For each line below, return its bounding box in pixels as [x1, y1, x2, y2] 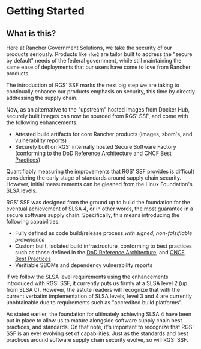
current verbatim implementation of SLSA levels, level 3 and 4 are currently [6, 292, 192, 300]
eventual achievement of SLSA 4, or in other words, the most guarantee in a [6, 205, 194, 212]
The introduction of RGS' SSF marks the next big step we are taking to [6, 81, 180, 89]
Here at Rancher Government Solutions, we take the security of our [6, 44, 173, 51]
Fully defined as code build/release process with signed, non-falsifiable [14, 230, 193, 236]
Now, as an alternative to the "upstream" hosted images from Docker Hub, [6, 106, 190, 113]
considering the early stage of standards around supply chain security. [6, 174, 182, 181]
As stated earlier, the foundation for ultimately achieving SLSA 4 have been [6, 310, 192, 318]
